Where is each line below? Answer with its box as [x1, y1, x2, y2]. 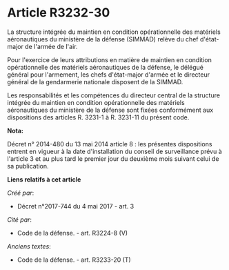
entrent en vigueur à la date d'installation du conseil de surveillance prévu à [7, 147, 222, 155]
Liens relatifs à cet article [7, 175, 81, 184]
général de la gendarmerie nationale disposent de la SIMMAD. [7, 77, 183, 86]
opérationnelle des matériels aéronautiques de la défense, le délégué [7, 63, 203, 71]
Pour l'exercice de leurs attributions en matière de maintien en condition [7, 55, 212, 64]
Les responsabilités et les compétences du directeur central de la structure [7, 91, 221, 99]
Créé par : [7, 189, 34, 197]
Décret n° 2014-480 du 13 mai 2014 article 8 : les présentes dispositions [7, 139, 212, 148]
